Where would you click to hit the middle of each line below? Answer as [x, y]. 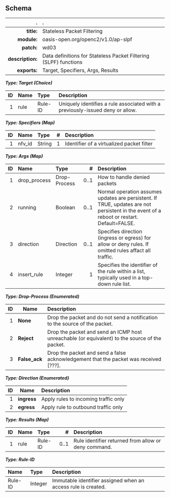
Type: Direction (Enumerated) [37, 378]
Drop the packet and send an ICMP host [95, 332]
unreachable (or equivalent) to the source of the [104, 338]
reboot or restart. [118, 217]
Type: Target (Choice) [29, 82]
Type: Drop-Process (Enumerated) [42, 296]
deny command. [93, 447]
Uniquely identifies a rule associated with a [110, 104]
